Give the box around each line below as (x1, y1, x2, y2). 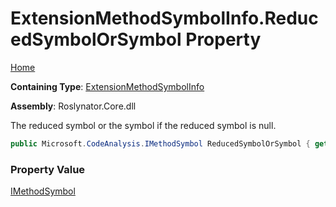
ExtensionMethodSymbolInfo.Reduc (10, 7, 319, 30)
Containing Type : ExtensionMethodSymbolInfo (10, 80, 205, 92)
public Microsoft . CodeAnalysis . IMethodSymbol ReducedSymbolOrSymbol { (10, 138, 311, 149)
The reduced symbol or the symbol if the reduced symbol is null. (10, 119, 277, 131)
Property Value (10, 162, 86, 176)
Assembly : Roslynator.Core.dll (10, 100, 137, 112)
